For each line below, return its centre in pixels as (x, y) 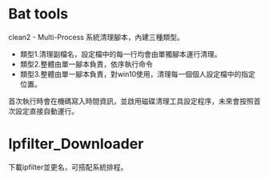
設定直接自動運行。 (46, 111)
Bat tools (38, 14)
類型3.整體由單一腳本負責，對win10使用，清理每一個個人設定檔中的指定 (138, 74)
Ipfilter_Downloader (76, 144)
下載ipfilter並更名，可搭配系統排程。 (68, 167)
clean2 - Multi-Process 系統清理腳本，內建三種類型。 (96, 37)
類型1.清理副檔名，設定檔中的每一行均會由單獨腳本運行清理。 (120, 54)
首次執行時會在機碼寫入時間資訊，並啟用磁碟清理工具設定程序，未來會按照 (131, 101)
